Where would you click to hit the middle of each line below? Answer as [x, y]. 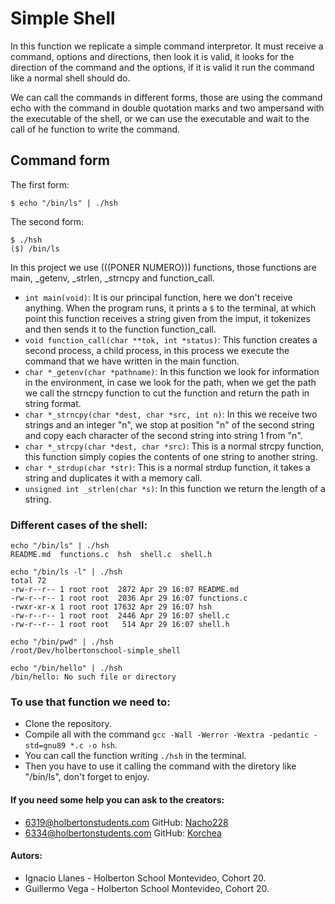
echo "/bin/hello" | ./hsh [66, 668]
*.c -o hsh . [93, 745]
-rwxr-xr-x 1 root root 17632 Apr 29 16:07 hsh [111, 607]
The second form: [47, 221]
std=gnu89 [45, 746]
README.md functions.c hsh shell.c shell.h [111, 555]
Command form [60, 160]
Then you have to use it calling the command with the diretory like [160, 766]
